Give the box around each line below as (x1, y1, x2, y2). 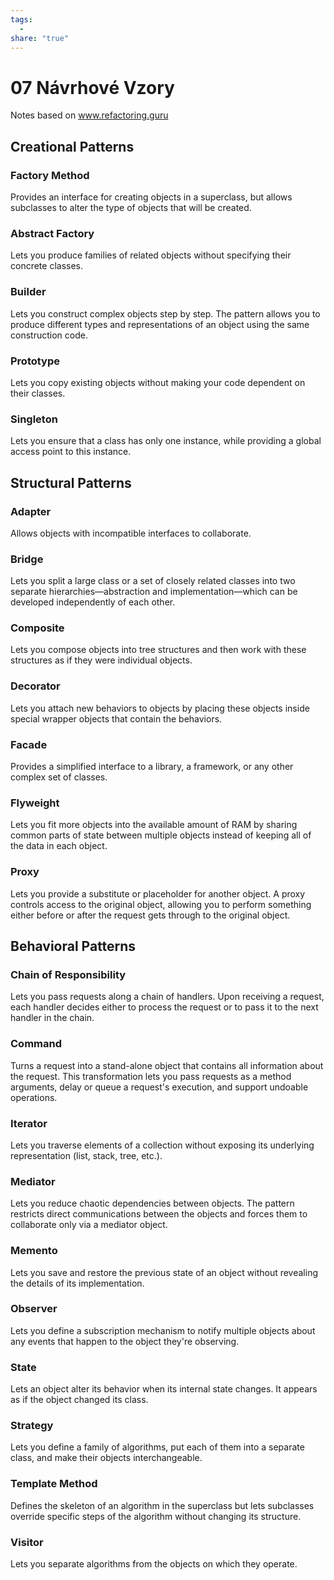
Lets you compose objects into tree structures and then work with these (10, 644, 307, 656)
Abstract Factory (10, 226, 95, 240)
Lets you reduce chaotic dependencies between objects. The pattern (10, 1197, 295, 1210)
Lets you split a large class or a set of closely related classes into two (10, 575, 296, 587)
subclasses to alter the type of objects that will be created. (10, 202, 252, 213)
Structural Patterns (10, 474, 132, 491)
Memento (10, 1244, 58, 1258)
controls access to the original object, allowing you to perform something (10, 898, 312, 910)
